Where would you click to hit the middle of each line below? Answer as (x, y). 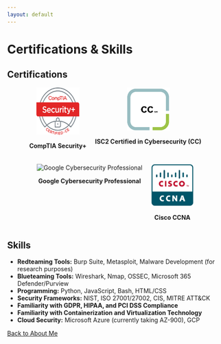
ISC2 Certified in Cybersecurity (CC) (148, 141)
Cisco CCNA (172, 218)
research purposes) (45, 269)
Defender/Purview (43, 284)
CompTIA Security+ (58, 146)
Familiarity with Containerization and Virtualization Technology (109, 313)
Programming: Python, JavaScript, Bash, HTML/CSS (92, 291)
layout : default (30, 14)
